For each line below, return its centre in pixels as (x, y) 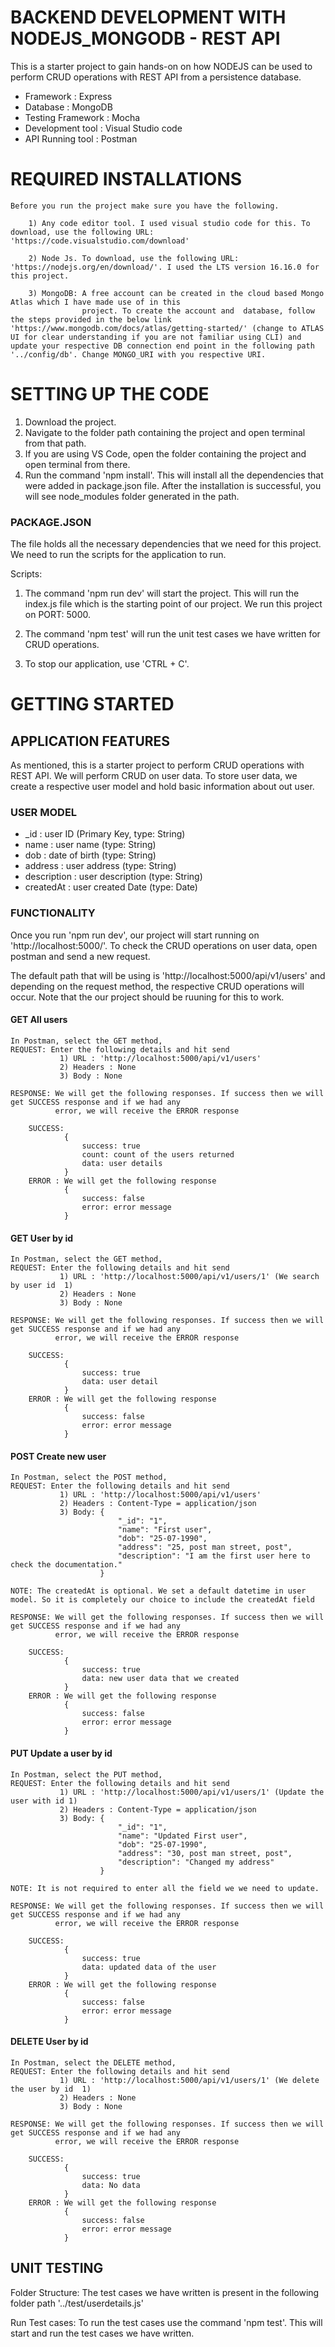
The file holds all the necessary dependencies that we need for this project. (166, 544)
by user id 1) (42, 1286)
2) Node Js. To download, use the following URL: (134, 258)
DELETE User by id (49, 2042)
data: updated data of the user (149, 1967)
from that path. (55, 443)
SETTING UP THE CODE (110, 394)
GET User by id (42, 1238)
